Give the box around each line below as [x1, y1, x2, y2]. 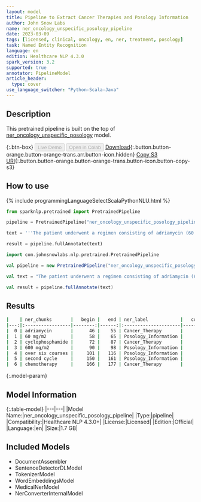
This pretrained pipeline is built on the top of [6, 125, 115, 132]
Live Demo [38, 144, 62, 151]
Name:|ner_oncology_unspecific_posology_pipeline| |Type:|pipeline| [6, 412, 174, 419]
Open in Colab [68, 144, 101, 151]
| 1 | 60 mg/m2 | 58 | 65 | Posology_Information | [6, 333, 184, 339]
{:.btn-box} [6, 143, 34, 151]
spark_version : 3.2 [6, 59, 55, 65]
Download [105, 143, 130, 151]
